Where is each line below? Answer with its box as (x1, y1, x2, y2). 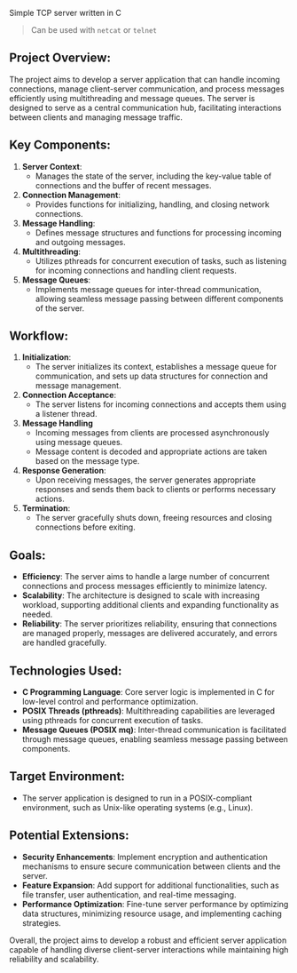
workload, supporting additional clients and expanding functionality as (21, 600, 279, 610)
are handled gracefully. (21, 637, 107, 648)
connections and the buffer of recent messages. (35, 179, 212, 190)
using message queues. (35, 437, 123, 448)
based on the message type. (35, 456, 140, 467)
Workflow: (9, 329, 69, 344)
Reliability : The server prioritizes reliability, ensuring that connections (21, 618, 277, 629)
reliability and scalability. (9, 953, 99, 964)
